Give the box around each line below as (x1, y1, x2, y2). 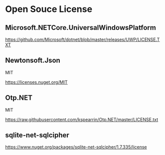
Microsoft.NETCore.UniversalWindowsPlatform (5, 23, 156, 32)
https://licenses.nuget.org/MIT (5, 79, 68, 85)
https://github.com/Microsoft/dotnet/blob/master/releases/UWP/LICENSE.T (5, 36, 160, 42)
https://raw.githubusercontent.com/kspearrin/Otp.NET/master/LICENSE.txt (5, 116, 159, 123)
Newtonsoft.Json (5, 56, 61, 65)
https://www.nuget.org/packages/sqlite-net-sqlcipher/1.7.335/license (5, 144, 147, 150)
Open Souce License (5, 3, 93, 15)
